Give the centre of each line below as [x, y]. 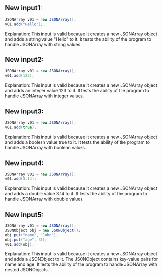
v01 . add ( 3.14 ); [21, 179]
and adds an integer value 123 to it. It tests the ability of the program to [77, 91]
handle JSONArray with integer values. [45, 96]
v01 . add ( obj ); [20, 244]
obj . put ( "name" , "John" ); [32, 235]
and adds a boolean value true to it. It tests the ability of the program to [77, 142]
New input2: [24, 60]
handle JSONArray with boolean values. [46, 147]
